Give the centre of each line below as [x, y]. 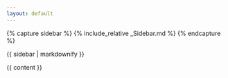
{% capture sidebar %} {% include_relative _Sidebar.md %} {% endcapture [114, 33]
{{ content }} [24, 67]
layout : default [30, 13]
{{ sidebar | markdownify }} [45, 54]
